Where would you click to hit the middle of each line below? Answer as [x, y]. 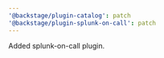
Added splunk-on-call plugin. [57, 45]
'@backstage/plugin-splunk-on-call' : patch [82, 23]
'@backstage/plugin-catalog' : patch [70, 15]
